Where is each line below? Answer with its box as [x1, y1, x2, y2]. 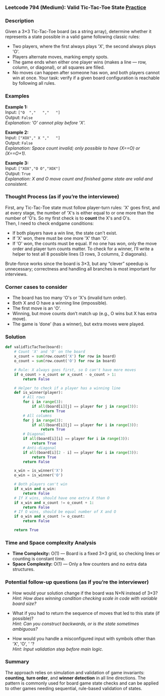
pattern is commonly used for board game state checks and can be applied [5, 680, 159, 686]
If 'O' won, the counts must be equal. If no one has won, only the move [12, 240, 157, 246]
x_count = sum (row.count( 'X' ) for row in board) [14, 354, 116, 359]
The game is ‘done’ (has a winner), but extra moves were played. [12, 321, 145, 327]
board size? [12, 600, 37, 606]
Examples [5, 93, 30, 100]
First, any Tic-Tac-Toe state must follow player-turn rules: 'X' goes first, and [5, 205, 160, 211]
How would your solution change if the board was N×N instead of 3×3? [12, 590, 158, 596]
